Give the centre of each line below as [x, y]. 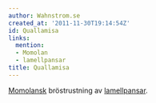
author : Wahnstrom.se [44, 16]
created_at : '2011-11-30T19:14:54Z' [69, 23]
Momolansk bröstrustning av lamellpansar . [78, 90]
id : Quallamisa [34, 30]
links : [19, 38]
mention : [30, 46]
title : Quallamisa [39, 68]
